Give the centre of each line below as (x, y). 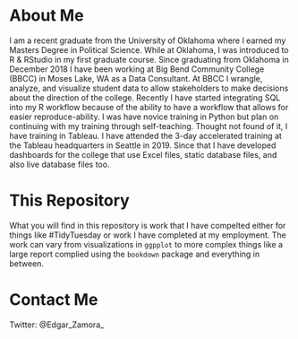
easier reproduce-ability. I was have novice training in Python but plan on (144, 117)
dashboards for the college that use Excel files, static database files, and (143, 154)
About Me (47, 16)
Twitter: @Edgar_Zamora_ (57, 325)
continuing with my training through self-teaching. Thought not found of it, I (149, 126)
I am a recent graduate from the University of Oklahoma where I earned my (148, 40)
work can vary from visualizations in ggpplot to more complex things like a (146, 244)
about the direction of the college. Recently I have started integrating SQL (145, 97)
